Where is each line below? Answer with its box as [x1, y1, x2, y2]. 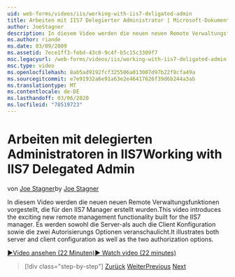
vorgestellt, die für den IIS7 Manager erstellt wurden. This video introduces [7, 205, 222, 213]
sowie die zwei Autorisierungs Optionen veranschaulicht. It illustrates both [7, 227, 219, 236]
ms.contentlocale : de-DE [7, 88, 80, 95]
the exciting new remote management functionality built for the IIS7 [7, 213, 201, 221]
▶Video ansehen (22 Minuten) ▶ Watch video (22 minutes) [7, 248, 177, 257]
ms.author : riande [7, 36, 61, 43]
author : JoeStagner [7, 23, 64, 30]
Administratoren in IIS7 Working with [7, 146, 222, 162]
